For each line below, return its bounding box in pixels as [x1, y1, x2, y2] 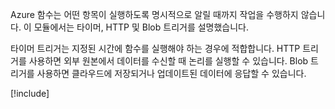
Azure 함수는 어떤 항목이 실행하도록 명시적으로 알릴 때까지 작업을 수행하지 [10, 9, 299, 20]
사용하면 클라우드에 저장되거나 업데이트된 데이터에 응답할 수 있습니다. [36, 68, 307, 79]
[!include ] [10, 88, 50, 99]
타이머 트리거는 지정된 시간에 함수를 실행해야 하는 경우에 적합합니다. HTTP [10, 43, 301, 54]
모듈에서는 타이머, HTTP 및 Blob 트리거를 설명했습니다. [33, 21, 250, 33]
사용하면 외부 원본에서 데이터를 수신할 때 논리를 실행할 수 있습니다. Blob [28, 55, 309, 67]
